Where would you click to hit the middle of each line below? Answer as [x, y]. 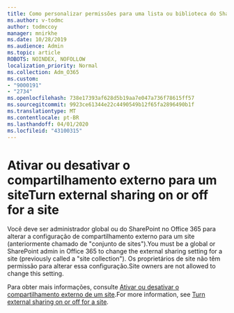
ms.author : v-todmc [36, 20]
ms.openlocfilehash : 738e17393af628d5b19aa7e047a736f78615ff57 [101, 99]
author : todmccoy [32, 27]
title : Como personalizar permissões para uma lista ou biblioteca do [112, 14]
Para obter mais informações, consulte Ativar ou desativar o [93, 287]
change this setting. [36, 274]
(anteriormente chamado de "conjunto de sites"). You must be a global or [111, 244]
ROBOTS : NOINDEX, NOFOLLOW [46, 59]
